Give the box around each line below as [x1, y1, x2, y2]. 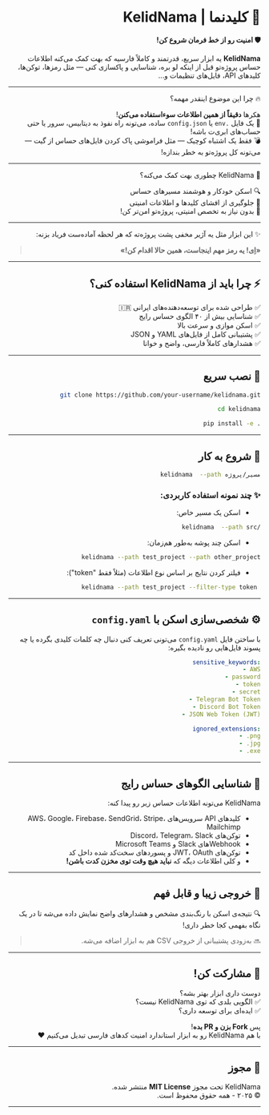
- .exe [239, 747, 261, 755]
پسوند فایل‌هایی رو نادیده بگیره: [167, 642, 261, 652]
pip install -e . [203, 420, 261, 428]
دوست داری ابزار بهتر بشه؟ [179, 988, 261, 997]
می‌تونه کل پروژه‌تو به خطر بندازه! [160, 147, 261, 156]
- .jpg [239, 739, 261, 748]
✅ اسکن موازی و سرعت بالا [177, 320, 261, 330]
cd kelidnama [217, 405, 261, 413]
